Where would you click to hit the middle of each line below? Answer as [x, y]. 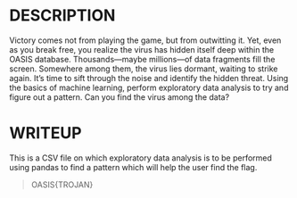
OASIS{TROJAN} [62, 185]
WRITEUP [45, 133]
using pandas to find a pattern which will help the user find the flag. [133, 167]
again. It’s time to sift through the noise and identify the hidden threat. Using [149, 78]
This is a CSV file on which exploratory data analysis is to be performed [140, 158]
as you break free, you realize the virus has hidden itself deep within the [142, 49]
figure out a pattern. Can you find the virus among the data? [120, 97]
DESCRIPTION [62, 16]
